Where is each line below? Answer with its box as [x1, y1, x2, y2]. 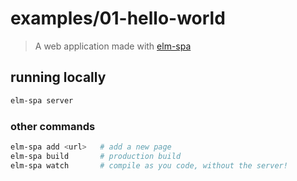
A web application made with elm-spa [34, 40, 192, 52]
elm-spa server [10, 95, 74, 106]
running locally [10, 69, 107, 86]
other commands [10, 119, 96, 133]
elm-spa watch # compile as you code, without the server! [10, 160, 288, 171]
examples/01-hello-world [10, 7, 226, 30]
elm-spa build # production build [10, 151, 182, 161]
